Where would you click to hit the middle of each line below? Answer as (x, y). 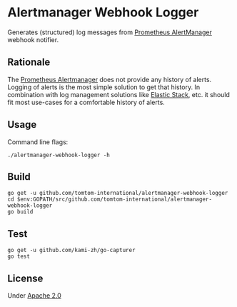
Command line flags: (38, 142)
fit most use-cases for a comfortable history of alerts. (86, 102)
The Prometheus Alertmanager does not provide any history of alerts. (110, 79)
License (25, 278)
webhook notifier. (33, 39)
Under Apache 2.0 (35, 296)
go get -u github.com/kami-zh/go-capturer (71, 251)
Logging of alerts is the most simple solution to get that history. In (104, 87)
